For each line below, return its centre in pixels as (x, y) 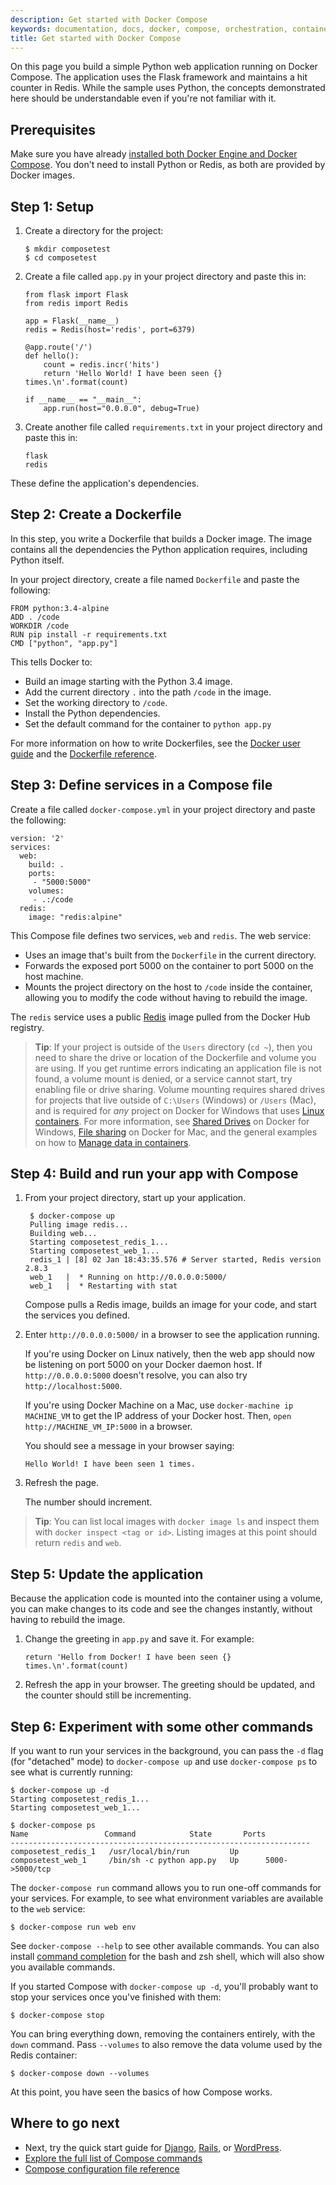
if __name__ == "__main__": (83, 400)
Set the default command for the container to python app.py (148, 723)
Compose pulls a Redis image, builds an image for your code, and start (170, 1305)
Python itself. (37, 560)
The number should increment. (88, 1502)
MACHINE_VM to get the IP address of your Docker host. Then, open (158, 1416)
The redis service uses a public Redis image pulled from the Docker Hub (160, 1017)
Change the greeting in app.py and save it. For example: (139, 1639)
